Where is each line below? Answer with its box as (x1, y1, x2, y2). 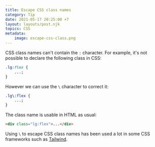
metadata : (5, 31, 26, 36)
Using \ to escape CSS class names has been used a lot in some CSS (5, 131, 150, 137)
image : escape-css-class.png (14, 36, 76, 41)
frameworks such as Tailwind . (5, 136, 68, 142)
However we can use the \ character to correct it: (5, 83, 109, 89)
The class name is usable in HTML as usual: (5, 112, 97, 118)
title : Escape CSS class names (5, 7, 71, 13)
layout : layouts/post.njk (5, 21, 60, 27)
